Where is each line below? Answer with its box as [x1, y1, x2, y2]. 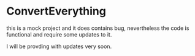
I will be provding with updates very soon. [6, 43, 112, 50]
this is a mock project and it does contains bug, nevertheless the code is [6, 24, 189, 32]
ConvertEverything [6, 4, 106, 18]
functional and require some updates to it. [6, 30, 112, 38]
